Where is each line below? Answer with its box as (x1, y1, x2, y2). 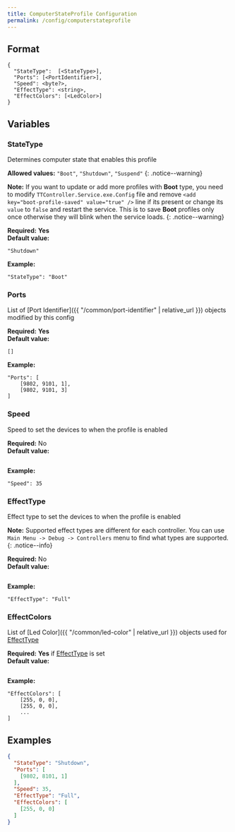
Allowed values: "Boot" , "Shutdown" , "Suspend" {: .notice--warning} (7, 169, 203, 177)
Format (7, 43, 40, 55)
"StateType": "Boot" (7, 273, 68, 280)
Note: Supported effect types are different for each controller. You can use (7, 525, 224, 534)
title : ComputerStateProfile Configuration (7, 10, 138, 18)
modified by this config (7, 314, 75, 322)
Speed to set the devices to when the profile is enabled (7, 425, 168, 434)
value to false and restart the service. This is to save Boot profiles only (7, 206, 215, 213)
